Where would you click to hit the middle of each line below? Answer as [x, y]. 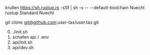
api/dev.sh [23, 47]
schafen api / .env [31, 37]
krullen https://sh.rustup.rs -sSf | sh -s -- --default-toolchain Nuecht [75, 8]
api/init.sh [22, 42]
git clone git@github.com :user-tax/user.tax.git [52, 22]
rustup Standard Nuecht [30, 13]
